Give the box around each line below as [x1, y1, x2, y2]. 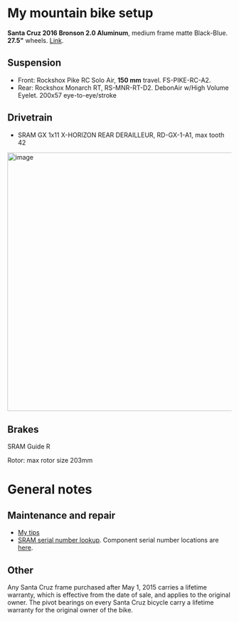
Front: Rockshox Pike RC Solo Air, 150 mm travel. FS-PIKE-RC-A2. [17, 76, 211, 84]
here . [17, 543, 33, 552]
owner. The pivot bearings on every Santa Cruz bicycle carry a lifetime [7, 598, 215, 607]
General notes [7, 481, 92, 497]
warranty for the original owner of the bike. [7, 606, 134, 615]
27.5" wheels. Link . [7, 36, 64, 44]
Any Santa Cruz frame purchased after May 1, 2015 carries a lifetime [7, 583, 208, 592]
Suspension [7, 57, 62, 69]
